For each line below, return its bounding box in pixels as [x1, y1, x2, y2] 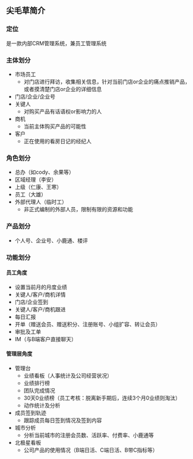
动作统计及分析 [23, 401, 61, 409]
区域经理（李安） [14, 176, 57, 183]
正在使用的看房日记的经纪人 [23, 138, 92, 145]
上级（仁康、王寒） [14, 183, 62, 191]
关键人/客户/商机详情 [14, 291, 66, 298]
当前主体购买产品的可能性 [23, 123, 87, 130]
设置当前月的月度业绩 [14, 283, 67, 291]
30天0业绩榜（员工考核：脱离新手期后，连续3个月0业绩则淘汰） [23, 394, 181, 401]
